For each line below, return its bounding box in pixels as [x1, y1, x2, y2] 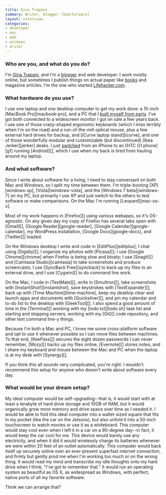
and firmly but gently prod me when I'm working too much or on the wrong [5, 453, 158, 459]
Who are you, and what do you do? [5, 60, 90, 67]
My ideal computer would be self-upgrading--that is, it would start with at [5, 396, 155, 401]
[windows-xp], [5, 187, 35, 193]
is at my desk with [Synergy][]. [5, 352, 68, 358]
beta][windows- [126, 187, 160, 193]
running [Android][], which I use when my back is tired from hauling [14, 148, 152, 154]
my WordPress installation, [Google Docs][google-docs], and [27, 228, 152, 234]
